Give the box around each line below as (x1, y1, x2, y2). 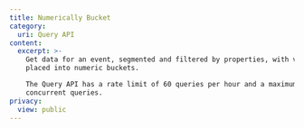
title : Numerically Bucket (9, 13, 111, 23)
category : (9, 22, 47, 31)
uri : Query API (17, 30, 75, 39)
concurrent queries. (25, 87, 103, 97)
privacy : (9, 96, 43, 105)
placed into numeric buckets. (25, 64, 140, 73)
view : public (17, 105, 67, 114)
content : (9, 38, 43, 48)
